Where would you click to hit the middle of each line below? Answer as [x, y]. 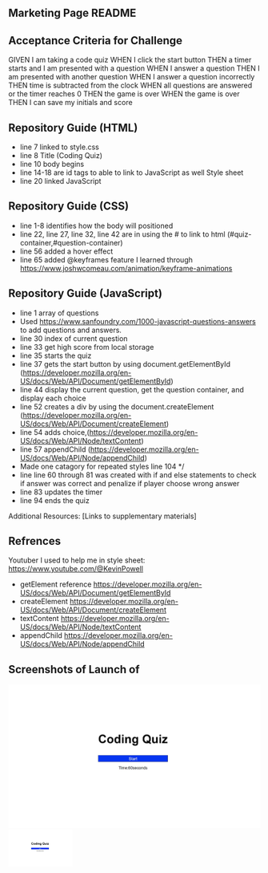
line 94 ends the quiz [54, 500]
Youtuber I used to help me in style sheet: [77, 560]
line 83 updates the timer [61, 492]
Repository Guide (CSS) [69, 207]
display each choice [53, 398]
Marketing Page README [72, 13]
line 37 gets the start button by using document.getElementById [125, 363]
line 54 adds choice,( [54, 432]
